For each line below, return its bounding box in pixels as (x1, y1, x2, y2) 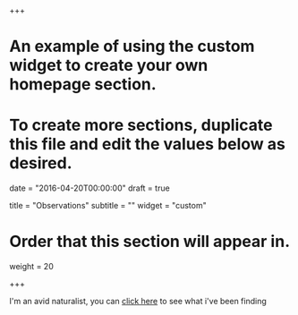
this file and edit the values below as (9, 134, 286, 155)
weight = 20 (9, 261, 54, 272)
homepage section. (9, 74, 157, 95)
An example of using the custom (9, 37, 255, 56)
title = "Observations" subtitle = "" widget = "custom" (9, 200, 208, 211)
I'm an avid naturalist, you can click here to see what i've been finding (9, 296, 267, 307)
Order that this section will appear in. (9, 232, 291, 251)
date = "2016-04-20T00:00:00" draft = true (9, 183, 170, 193)
